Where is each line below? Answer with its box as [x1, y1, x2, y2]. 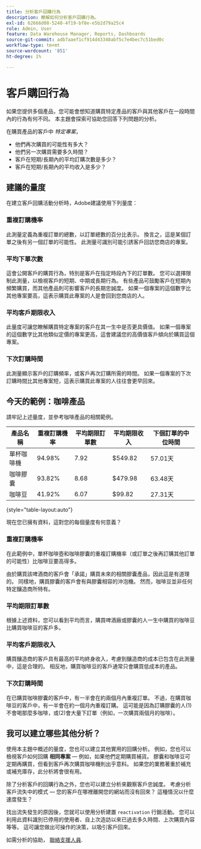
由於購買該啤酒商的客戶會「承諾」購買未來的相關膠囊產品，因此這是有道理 [6, 570, 190, 577]
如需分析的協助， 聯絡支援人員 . [6, 836, 83, 844]
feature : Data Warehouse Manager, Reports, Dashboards [6, 31, 146, 37]
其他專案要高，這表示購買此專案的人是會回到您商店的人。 [6, 292, 148, 299]
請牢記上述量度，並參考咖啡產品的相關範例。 [6, 413, 117, 421]
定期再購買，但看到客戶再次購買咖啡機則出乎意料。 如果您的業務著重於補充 [6, 761, 191, 768]
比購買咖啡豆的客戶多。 [6, 624, 64, 631]
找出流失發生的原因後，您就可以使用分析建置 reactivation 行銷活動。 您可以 [6, 809, 195, 816]
